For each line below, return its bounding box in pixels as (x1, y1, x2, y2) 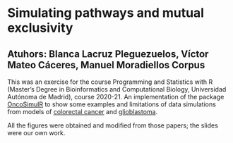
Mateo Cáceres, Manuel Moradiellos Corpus (7, 58, 205, 71)
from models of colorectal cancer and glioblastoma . (7, 108, 157, 116)
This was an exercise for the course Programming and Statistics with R (7, 77, 213, 86)
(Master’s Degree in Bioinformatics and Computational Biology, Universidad (7, 85, 227, 93)
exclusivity (7, 20, 73, 36)
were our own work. (7, 129, 66, 137)
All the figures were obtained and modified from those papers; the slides (7, 121, 219, 130)
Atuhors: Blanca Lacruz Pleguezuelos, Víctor (7, 48, 209, 60)
